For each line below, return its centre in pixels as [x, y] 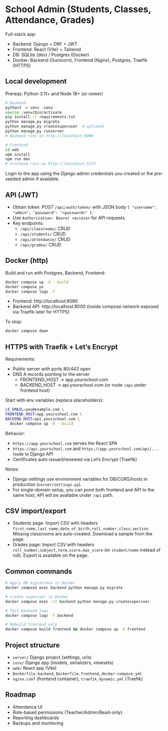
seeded [13, 179]
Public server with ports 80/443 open [51, 369]
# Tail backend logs [27, 611]
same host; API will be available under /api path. [63, 495]
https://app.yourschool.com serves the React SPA [65, 443]
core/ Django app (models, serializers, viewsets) [63, 663]
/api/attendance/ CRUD [45, 239]
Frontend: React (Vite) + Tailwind [47, 49]
